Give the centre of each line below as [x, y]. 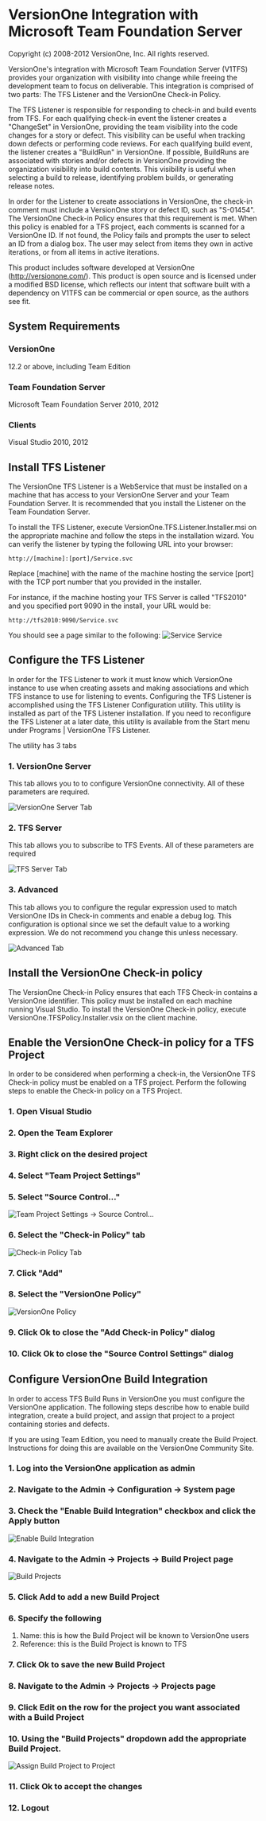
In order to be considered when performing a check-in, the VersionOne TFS [132, 1074]
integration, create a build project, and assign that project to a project [121, 1415]
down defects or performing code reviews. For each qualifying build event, [130, 143]
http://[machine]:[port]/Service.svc [71, 559]
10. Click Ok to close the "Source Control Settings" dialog [121, 1353]
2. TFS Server [35, 828]
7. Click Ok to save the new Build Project [87, 1665]
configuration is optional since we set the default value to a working [119, 924]
